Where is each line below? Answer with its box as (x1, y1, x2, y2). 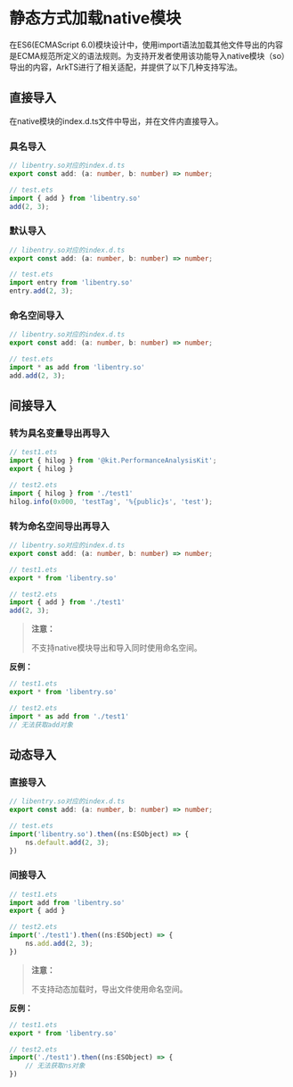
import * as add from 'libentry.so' (9, 363, 145, 372)
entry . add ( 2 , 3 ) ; (9, 286, 74, 295)
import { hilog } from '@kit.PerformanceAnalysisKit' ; (9, 456, 217, 465)
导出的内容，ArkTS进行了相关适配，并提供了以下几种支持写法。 (9, 62, 243, 72)
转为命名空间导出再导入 (9, 519, 110, 532)
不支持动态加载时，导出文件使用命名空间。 (30, 983, 188, 994)
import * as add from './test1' (9, 711, 129, 721)
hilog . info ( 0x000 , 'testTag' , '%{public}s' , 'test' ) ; (9, 497, 214, 506)
